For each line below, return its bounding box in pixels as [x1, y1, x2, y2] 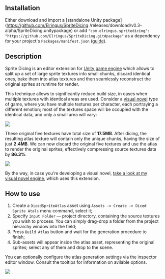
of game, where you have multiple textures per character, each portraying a [5, 101, 158, 107]
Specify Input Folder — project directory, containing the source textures [12, 213, 160, 219]
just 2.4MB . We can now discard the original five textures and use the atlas [5, 140, 157, 147]
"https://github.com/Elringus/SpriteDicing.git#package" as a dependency [5, 33, 160, 38]
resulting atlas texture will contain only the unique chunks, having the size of [5, 136, 160, 141]
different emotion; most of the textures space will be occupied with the [5, 106, 149, 112]
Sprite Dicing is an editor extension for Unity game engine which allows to [5, 65, 155, 71]
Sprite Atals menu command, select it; [12, 208, 92, 214]
